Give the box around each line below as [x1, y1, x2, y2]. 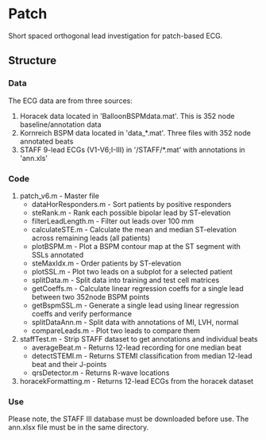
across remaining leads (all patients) [31, 233, 151, 243]
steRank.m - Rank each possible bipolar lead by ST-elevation [31, 208, 231, 217]
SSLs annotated [31, 250, 84, 259]
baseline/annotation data [19, 120, 102, 129]
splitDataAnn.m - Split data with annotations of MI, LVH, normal [31, 317, 239, 327]
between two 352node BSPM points [31, 292, 150, 301]
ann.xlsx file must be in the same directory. [8, 423, 149, 432]
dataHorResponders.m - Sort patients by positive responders [31, 199, 232, 209]
